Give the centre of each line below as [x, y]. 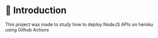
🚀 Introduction [36, 10]
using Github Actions [27, 29]
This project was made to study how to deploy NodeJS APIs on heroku [79, 24]
